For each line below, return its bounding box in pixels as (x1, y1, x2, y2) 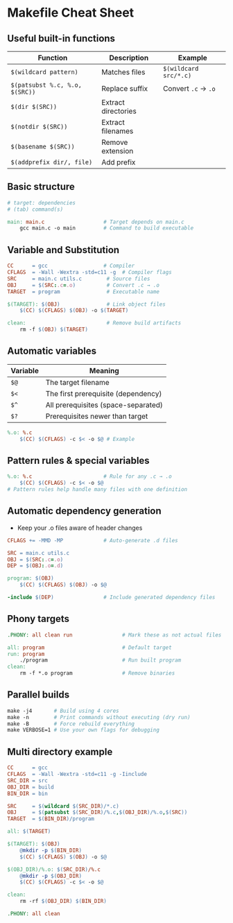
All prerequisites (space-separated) (45, 400, 163, 410)
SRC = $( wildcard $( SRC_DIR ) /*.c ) (7, 802, 119, 809)
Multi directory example (7, 745, 113, 757)
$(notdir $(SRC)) (10, 123, 68, 130)
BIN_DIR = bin (7, 790, 49, 797)
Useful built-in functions (7, 33, 116, 44)
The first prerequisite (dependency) (45, 388, 162, 398)
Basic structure (7, 181, 75, 193)
